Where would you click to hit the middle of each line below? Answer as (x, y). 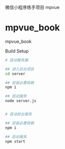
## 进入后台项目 (20, 69)
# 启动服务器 (17, 60)
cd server (15, 74)
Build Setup (17, 51)
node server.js (21, 101)
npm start (15, 141)
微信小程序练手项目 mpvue (32, 7)
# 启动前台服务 (19, 114)
